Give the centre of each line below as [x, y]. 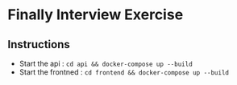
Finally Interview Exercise [96, 15]
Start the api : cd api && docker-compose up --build [106, 63]
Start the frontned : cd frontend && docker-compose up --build [124, 72]
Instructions [39, 45]
